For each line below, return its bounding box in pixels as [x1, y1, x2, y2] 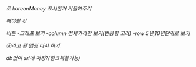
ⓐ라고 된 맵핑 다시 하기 [6, 43, 60, 49]
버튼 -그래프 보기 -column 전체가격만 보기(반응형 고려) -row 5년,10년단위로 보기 [6, 30, 190, 37]
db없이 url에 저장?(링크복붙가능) [6, 55, 81, 61]
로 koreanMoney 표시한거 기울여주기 [6, 5, 92, 12]
